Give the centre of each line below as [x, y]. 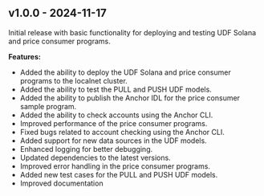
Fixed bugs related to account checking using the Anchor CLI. [122, 132]
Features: [25, 56]
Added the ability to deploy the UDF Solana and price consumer [125, 72]
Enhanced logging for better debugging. [86, 149]
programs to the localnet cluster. [74, 80]
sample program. [48, 106]
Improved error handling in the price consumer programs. [115, 166]
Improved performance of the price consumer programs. [114, 123]
